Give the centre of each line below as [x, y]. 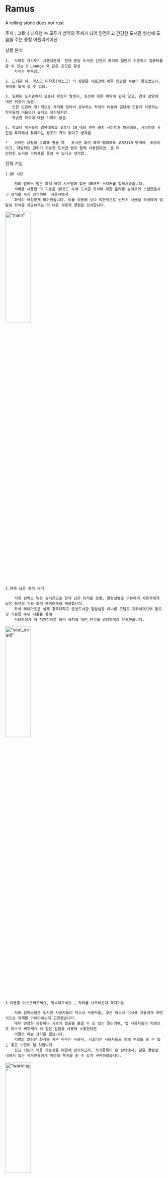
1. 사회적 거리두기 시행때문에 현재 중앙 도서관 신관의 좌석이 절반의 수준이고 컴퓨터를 [84, 61]
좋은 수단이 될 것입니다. [33, 1045]
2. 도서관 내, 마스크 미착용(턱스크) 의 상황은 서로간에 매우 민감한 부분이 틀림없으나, [83, 81]
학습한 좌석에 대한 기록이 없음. [40, 118]
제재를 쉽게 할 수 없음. [26, 86]
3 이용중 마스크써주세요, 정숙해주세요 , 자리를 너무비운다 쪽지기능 [65, 1003]
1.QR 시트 [14, 174]
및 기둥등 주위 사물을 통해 [29, 614]
